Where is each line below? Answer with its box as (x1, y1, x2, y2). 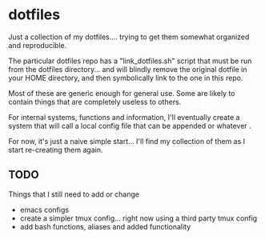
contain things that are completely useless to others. (8, 97, 182, 106)
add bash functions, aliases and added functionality (19, 221, 191, 231)
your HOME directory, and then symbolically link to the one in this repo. (8, 73, 243, 82)
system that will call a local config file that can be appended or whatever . (8, 121, 252, 130)
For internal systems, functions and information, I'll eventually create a (8, 112, 240, 121)
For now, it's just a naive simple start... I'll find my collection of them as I (8, 136, 246, 145)
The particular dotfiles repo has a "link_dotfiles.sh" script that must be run (8, 56, 252, 66)
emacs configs (19, 205, 70, 214)
